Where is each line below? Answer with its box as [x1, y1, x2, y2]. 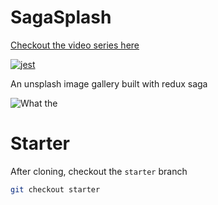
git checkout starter [10, 184, 101, 195]
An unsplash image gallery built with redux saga [10, 77, 208, 90]
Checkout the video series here [10, 39, 140, 51]
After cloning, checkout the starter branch [10, 165, 188, 177]
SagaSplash [10, 6, 112, 29]
